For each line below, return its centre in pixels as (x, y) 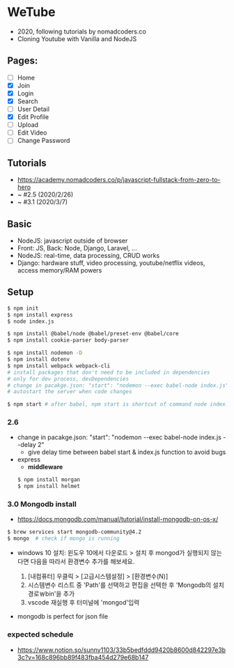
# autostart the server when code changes (70, 392)
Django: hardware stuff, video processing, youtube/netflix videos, (111, 263)
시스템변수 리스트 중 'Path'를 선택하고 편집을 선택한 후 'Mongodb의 (119, 585)
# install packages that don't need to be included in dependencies (109, 372)
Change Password (44, 141)
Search (28, 101)
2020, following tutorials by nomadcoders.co (81, 31)
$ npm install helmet (48, 486)
